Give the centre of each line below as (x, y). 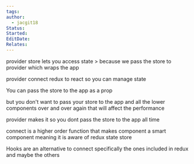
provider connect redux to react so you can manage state (76, 79)
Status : (16, 28)
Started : (17, 34)
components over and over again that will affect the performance (85, 108)
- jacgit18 (25, 22)
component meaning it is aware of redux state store (69, 137)
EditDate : (18, 39)
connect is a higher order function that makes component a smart (86, 131)
